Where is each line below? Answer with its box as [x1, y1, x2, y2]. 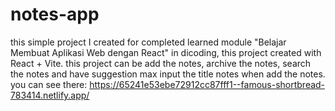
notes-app [10, 3, 100, 26]
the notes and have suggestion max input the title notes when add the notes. [10, 68, 326, 80]
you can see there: [10, 78, 88, 90]
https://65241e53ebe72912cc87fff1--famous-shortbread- [89, 78, 326, 90]
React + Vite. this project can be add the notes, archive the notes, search [10, 57, 312, 69]
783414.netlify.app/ [10, 89, 90, 101]
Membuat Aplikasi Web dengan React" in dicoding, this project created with [10, 46, 322, 58]
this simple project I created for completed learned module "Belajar [10, 36, 287, 48]
